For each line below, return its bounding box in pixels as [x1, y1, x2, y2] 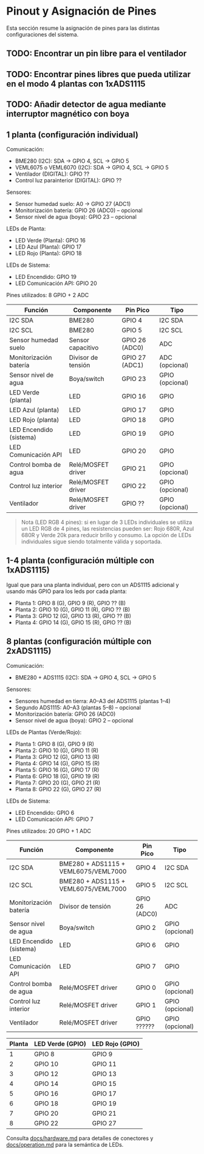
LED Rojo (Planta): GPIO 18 [15, 249, 82, 256]
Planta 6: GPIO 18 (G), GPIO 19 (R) [15, 772, 100, 780]
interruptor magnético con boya [6, 109, 129, 119]
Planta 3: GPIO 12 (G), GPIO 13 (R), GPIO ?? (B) [15, 612, 132, 619]
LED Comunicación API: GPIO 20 [15, 280, 97, 287]
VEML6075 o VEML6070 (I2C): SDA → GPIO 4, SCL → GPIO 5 [15, 163, 169, 171]
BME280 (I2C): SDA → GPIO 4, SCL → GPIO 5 [15, 157, 129, 165]
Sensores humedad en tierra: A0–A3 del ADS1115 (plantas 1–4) [15, 697, 171, 704]
